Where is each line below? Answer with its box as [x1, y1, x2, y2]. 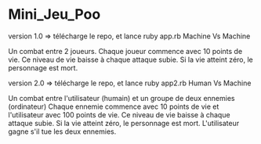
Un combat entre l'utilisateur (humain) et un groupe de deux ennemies [8, 93, 235, 103]
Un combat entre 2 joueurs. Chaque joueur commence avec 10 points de [8, 46, 243, 56]
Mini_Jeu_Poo [8, 5, 101, 23]
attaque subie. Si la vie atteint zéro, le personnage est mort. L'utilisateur [8, 118, 240, 128]
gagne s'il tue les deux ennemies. [8, 127, 117, 136]
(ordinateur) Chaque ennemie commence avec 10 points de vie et [8, 102, 219, 111]
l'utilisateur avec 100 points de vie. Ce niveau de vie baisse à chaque [8, 110, 230, 119]
